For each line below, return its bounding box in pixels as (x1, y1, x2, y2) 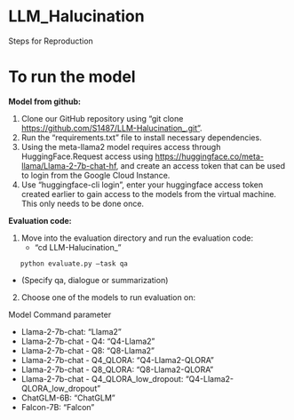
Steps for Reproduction (8, 36, 94, 46)
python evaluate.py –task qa (20, 259, 128, 268)
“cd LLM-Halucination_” (34, 242, 122, 252)
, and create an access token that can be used (115, 160, 286, 170)
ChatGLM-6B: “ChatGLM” (20, 392, 116, 403)
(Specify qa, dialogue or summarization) (20, 274, 169, 285)
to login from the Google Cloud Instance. (20, 170, 171, 180)
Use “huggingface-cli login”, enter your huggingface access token (20, 179, 264, 190)
